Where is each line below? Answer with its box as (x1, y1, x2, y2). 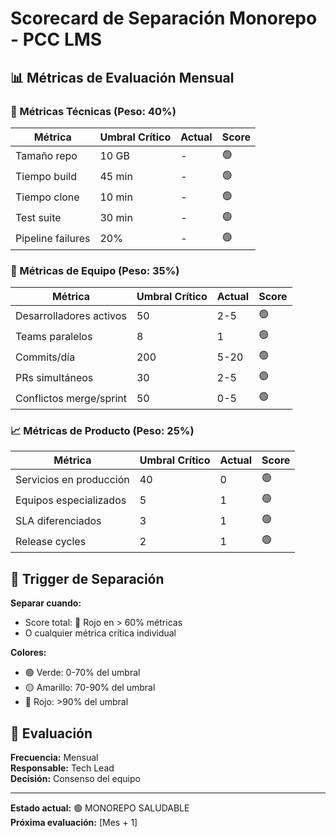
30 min (99, 211, 133, 225)
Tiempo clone (15, 190, 80, 204)
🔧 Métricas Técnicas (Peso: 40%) (10, 104, 177, 118)
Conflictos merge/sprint (15, 391, 127, 405)
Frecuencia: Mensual (10, 752, 99, 764)
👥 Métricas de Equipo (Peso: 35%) (10, 263, 180, 277)
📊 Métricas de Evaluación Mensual (10, 69, 235, 86)
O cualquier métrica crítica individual (24, 627, 177, 639)
